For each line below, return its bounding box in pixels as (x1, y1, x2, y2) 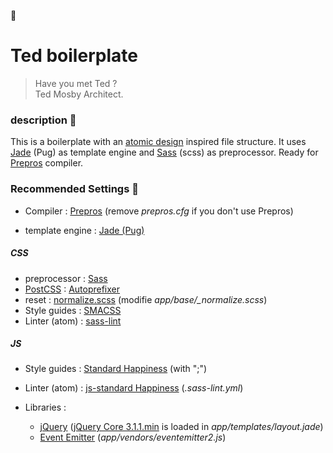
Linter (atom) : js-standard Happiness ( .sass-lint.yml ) (24, 382, 244, 394)
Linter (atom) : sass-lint (24, 315, 122, 327)
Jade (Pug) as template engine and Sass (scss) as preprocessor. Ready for (10, 146, 319, 159)
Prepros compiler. (10, 157, 84, 169)
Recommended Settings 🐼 (10, 182, 139, 196)
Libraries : (24, 401, 67, 414)
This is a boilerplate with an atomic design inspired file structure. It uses (10, 136, 307, 148)
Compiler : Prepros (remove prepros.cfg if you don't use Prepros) (24, 205, 294, 217)
